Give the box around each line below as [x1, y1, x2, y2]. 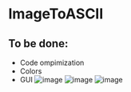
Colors [19, 66, 42, 76]
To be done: [8, 37, 69, 50]
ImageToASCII [8, 5, 104, 23]
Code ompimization [19, 58, 85, 67]
